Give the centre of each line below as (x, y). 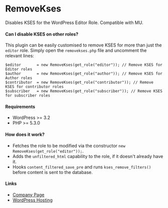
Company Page (28, 194)
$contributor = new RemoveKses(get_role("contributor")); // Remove (79, 82)
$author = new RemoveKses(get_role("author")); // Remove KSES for (84, 74)
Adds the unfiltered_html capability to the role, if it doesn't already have (88, 156)
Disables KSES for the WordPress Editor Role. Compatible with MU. (74, 22)
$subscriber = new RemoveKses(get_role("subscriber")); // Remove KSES (84, 91)
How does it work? (25, 134)
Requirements (20, 106)
